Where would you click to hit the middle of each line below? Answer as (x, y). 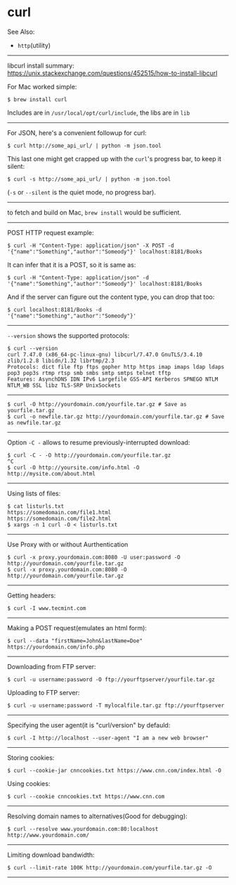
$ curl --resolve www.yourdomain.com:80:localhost (83, 829)
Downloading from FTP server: (52, 666)
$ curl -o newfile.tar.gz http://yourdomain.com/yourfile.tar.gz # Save (116, 416)
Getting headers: (32, 595)
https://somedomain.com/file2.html (59, 518)
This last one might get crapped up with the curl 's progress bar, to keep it (114, 158)
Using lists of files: (34, 493)
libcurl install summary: (41, 65)
